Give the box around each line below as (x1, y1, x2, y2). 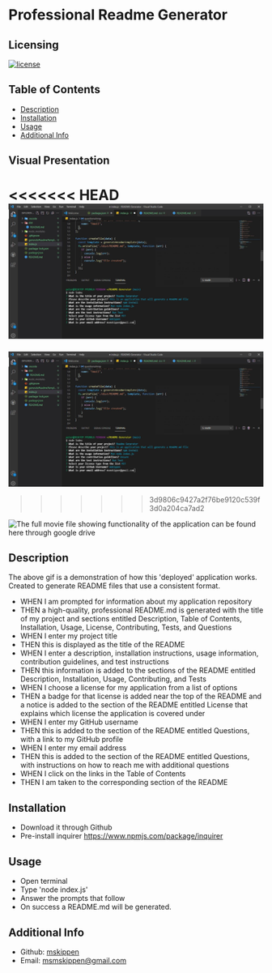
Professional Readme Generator (8, 6, 228, 24)
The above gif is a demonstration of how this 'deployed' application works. (8, 573, 257, 583)
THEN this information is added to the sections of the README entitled (19, 666, 257, 676)
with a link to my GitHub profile (19, 735, 124, 745)
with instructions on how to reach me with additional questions (19, 760, 229, 770)
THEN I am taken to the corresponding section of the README (19, 778, 228, 787)
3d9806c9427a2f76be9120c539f (149, 494, 261, 504)
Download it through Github (19, 822, 113, 832)
